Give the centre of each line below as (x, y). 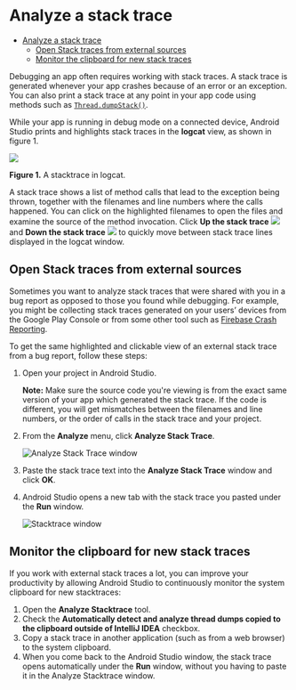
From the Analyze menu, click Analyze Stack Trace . (118, 435)
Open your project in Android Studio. (89, 373)
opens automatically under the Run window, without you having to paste (154, 666)
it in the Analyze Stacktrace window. (88, 675)
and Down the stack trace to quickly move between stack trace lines (141, 231)
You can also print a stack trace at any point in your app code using (132, 95)
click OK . (39, 479)
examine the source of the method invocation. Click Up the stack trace (139, 221)
